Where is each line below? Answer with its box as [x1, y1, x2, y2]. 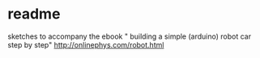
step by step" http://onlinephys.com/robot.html [7, 39, 164, 49]
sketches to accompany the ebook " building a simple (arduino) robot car [7, 31, 252, 41]
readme [7, 5, 61, 23]
